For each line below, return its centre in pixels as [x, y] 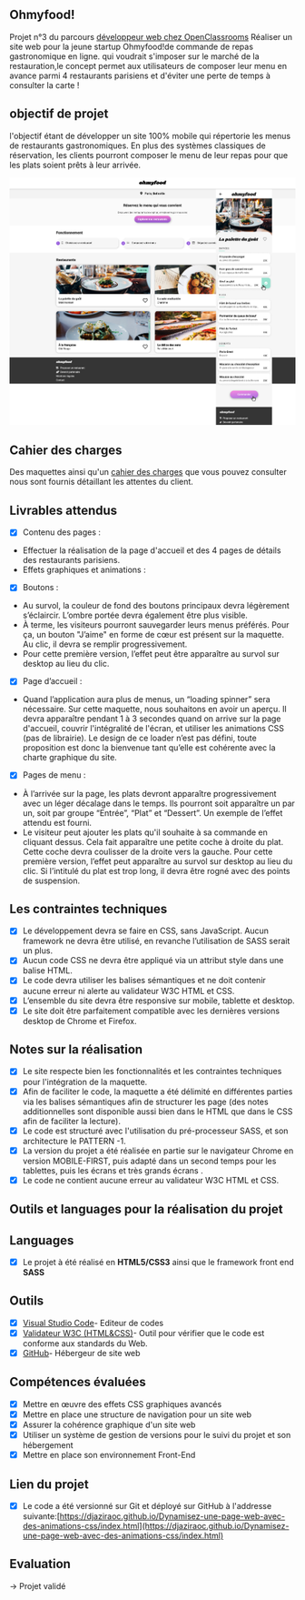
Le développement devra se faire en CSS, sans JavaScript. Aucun [146, 931]
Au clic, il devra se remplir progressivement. [105, 644]
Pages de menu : [54, 775]
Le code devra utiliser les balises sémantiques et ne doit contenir [144, 981]
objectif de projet [59, 114]
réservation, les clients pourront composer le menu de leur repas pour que [149, 155]
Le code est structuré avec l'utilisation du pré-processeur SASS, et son [155, 1131]
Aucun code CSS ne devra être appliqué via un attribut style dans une [153, 961]
